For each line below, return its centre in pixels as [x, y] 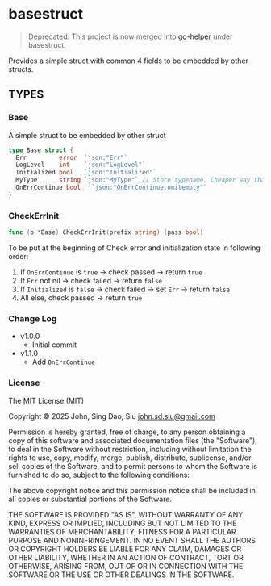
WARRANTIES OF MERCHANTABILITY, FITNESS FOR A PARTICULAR [122, 532]
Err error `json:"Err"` [72, 157]
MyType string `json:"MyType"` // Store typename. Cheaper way [133, 180]
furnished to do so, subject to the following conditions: [99, 475]
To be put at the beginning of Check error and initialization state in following [134, 248]
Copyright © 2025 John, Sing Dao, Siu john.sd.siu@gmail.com [112, 416]
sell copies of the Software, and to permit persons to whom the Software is [133, 466]
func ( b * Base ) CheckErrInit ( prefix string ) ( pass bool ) [106, 232]
